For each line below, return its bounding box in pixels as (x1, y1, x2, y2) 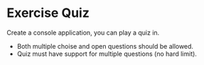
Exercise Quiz (6, 5, 90, 21)
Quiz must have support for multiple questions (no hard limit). (16, 49, 197, 58)
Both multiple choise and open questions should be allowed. (16, 42, 193, 50)
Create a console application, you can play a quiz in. (6, 28, 160, 37)
